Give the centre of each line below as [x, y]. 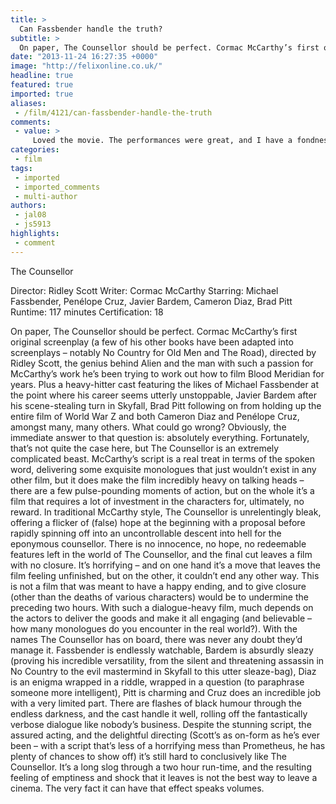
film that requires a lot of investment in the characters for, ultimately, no [157, 501]
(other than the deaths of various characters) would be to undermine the [159, 597]
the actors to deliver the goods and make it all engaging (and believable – [161, 618]
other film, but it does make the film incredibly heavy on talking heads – [157, 480]
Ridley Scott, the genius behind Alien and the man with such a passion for [162, 363]
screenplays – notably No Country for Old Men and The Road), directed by [163, 352]
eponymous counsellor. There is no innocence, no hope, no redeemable [158, 543]
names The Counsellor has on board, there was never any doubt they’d [156, 639]
